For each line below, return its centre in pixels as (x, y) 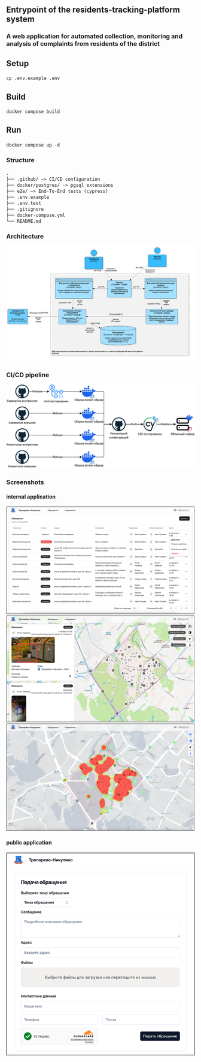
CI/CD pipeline (28, 375)
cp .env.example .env (33, 78)
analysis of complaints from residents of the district (83, 44)
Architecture (25, 236)
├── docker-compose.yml (36, 216)
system (20, 20)
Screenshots (25, 482)
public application (29, 843)
